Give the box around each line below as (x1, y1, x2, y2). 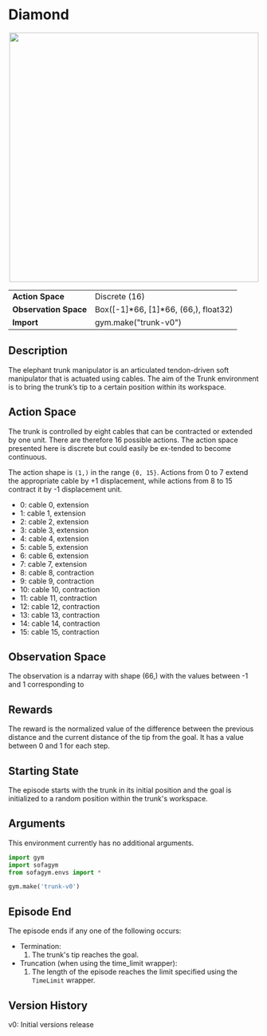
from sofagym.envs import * (8, 868, 102, 876)
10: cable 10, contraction (19, 584, 100, 594)
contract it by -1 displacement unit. (8, 484, 123, 494)
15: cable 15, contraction (19, 627, 100, 636)
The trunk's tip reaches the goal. (31, 950, 139, 959)
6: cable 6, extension (19, 551, 89, 560)
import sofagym (8, 860, 59, 869)
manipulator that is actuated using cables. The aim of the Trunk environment (8, 374, 259, 383)
